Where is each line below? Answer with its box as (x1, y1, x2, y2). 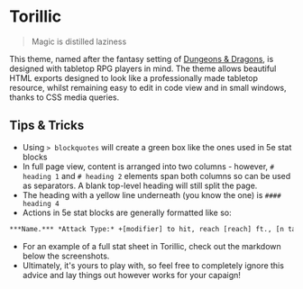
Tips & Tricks (9, 118, 85, 133)
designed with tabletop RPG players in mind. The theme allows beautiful (9, 63, 277, 74)
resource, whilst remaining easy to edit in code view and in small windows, (9, 82, 287, 93)
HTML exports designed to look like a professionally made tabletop (9, 72, 259, 83)
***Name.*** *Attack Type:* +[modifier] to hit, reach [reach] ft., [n (9, 224, 284, 233)
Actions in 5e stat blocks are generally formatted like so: (22, 207, 232, 218)
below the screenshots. (22, 250, 110, 261)
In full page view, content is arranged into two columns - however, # (22, 160, 275, 172)
